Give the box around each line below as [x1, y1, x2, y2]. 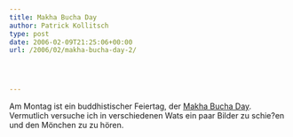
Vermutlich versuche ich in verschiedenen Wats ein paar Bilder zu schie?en [9, 110, 285, 121]
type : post [9, 29, 50, 38]
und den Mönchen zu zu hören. [9, 120, 124, 131]
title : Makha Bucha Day [9, 12, 98, 22]
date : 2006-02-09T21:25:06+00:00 [9, 37, 133, 47]
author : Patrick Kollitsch [9, 21, 109, 30]
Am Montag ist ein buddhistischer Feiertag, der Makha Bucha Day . [9, 101, 252, 111]
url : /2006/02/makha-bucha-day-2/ [9, 46, 138, 55]
